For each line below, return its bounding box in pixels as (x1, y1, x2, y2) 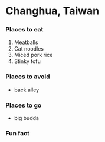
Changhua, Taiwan (5, 4, 100, 18)
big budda (14, 115, 40, 122)
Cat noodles (14, 45, 44, 52)
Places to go (5, 101, 42, 109)
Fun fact (5, 130, 30, 137)
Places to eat (5, 26, 44, 34)
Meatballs (14, 39, 38, 46)
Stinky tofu (14, 58, 41, 65)
